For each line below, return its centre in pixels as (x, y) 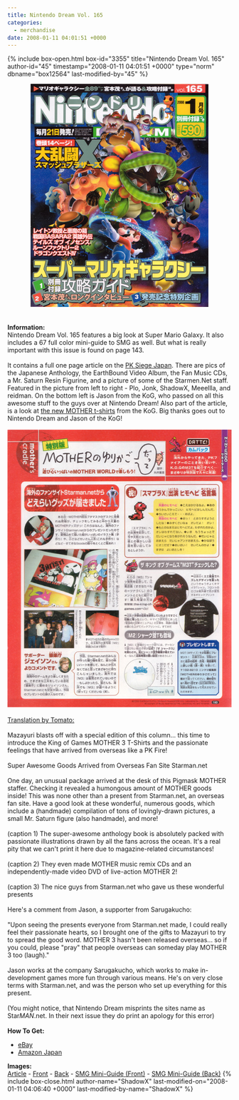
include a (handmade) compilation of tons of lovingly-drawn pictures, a (111, 811)
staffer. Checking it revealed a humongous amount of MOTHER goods (110, 788)
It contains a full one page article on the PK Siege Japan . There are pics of (116, 365)
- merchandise (34, 30)
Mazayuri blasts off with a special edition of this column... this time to (109, 735)
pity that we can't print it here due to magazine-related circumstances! (111, 849)
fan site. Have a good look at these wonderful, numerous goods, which (111, 804)
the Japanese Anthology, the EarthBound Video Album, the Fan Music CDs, (117, 373)
